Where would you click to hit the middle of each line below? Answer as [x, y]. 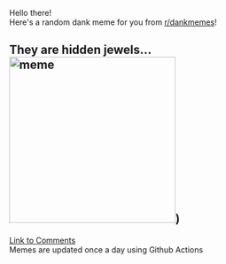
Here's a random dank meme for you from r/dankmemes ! [113, 22]
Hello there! [30, 13]
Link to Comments [43, 240]
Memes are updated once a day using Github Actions [106, 249]
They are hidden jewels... [81, 50]
